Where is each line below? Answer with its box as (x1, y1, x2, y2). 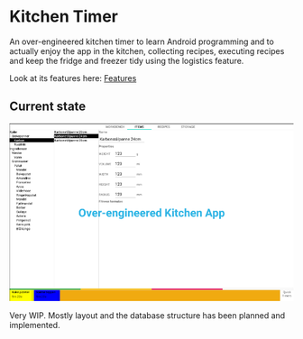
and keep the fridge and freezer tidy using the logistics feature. (9, 55, 244, 66)
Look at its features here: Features (9, 72, 137, 83)
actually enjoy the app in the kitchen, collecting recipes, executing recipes (9, 45, 285, 56)
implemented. (9, 320, 60, 331)
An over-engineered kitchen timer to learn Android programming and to (9, 36, 275, 47)
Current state (9, 99, 87, 115)
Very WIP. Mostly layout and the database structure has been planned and (9, 310, 286, 321)
